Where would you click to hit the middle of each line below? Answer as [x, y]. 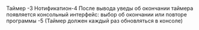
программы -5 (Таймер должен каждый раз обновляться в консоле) [95, 21]
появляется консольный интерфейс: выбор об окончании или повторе [97, 15]
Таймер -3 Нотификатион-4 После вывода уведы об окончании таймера [100, 8]
